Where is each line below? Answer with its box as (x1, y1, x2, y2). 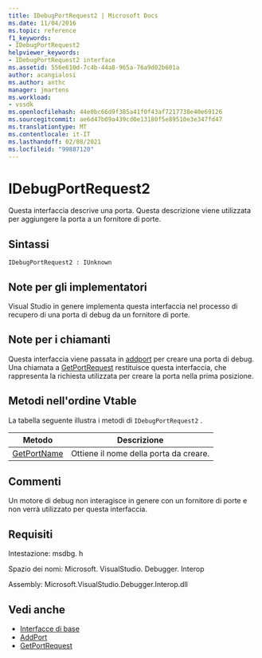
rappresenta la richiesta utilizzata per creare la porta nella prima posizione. (8, 371, 254, 380)
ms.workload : (8, 93, 52, 101)
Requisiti (8, 527, 53, 541)
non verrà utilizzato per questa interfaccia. (8, 504, 147, 514)
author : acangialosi (8, 71, 77, 79)
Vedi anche (8, 603, 66, 617)
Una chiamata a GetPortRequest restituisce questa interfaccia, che (8, 362, 227, 372)
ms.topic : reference (8, 26, 77, 34)
